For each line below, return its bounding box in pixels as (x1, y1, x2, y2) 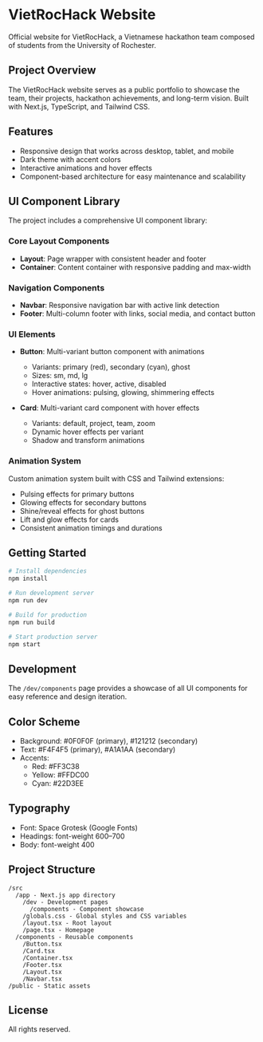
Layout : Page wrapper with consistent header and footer (19, 254, 207, 263)
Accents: (19, 753, 49, 763)
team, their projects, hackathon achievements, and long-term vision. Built (8, 93, 249, 103)
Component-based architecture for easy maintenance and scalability (19, 172, 246, 181)
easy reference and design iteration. (8, 692, 128, 701)
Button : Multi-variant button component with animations (19, 347, 205, 357)
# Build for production (8, 610, 88, 619)
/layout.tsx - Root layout (22, 919, 112, 927)
